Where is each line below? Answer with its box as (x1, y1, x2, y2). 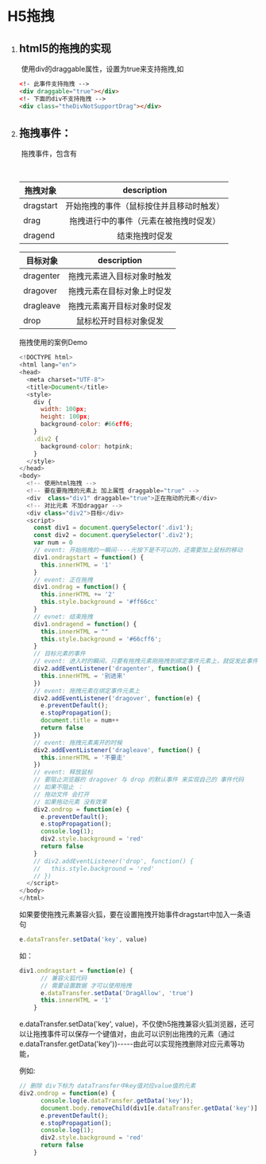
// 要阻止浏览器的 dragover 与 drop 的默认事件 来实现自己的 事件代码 (33, 776, 245, 784)
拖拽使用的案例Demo (18, 338, 88, 347)
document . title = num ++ (40, 716, 120, 725)
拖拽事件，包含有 (21, 149, 77, 159)
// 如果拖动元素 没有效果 (33, 798, 107, 805)
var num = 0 (33, 539, 73, 547)
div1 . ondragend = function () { (33, 620, 137, 628)
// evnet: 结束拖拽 (33, 613, 93, 621)
